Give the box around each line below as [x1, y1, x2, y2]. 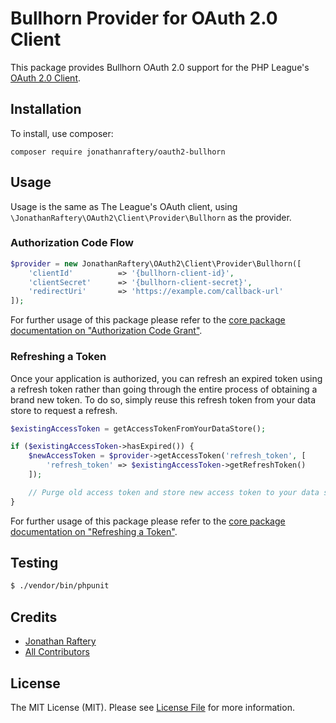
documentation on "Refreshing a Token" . [10, 525, 178, 537]
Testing [10, 555, 59, 572]
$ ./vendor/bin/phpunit [10, 581, 110, 591]
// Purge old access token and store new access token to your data [28, 487, 320, 497]
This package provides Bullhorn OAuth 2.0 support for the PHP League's [10, 61, 310, 73]
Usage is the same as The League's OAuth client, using [10, 200, 238, 212]
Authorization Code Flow [10, 236, 135, 250]
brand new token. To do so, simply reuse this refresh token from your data [10, 393, 317, 406]
